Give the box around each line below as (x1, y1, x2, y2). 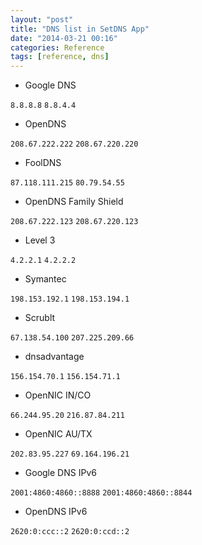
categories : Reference (10, 42, 105, 53)
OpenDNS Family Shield (24, 196, 124, 208)
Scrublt (24, 312, 56, 324)
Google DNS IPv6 (24, 467, 97, 479)
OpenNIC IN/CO (24, 389, 92, 401)
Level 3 (24, 234, 56, 246)
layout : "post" (10, 14, 74, 25)
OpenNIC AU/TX (24, 428, 93, 440)
